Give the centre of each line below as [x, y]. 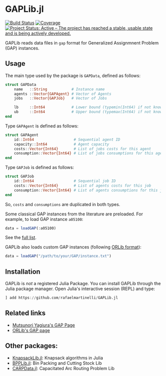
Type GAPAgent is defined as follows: [42, 126]
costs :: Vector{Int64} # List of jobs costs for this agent [83, 149]
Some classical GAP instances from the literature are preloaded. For [74, 214]
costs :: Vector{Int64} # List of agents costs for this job [83, 186]
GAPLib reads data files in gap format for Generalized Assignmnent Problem [82, 42]
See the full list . [21, 238]
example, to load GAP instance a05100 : [44, 219]
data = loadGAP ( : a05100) [31, 228]
